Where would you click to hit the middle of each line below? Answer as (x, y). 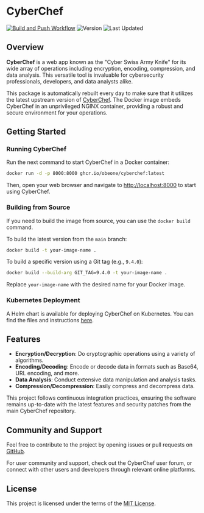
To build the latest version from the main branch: (67, 239)
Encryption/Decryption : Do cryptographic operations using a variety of (105, 354)
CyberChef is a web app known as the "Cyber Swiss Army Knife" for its (96, 62)
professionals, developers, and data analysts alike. (69, 81)
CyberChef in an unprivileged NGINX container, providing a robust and (95, 106)
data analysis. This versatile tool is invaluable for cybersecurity (85, 75)
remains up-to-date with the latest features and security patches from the (99, 405)
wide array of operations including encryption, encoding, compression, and (101, 68)
